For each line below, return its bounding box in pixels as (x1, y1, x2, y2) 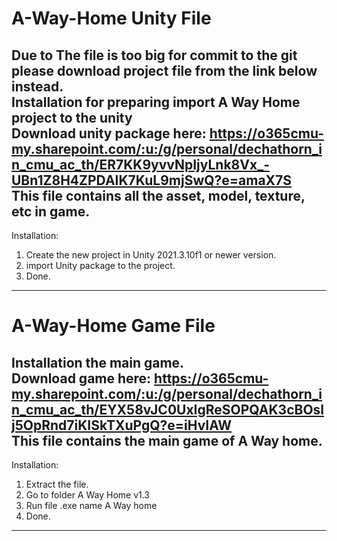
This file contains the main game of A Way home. (11, 432, 323, 449)
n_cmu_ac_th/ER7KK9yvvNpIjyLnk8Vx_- (11, 156, 270, 173)
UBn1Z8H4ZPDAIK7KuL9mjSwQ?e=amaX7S (11, 172, 293, 189)
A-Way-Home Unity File (11, 7, 212, 30)
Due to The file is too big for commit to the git (11, 47, 298, 64)
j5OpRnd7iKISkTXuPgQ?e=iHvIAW (11, 417, 233, 434)
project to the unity (11, 109, 133, 126)
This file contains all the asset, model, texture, (11, 187, 306, 204)
